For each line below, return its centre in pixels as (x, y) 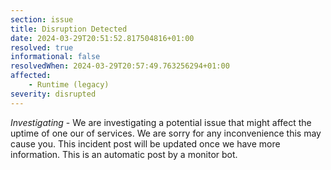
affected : (31, 76)
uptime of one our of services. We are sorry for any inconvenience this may (166, 133)
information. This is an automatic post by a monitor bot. (124, 154)
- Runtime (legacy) (69, 85)
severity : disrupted (53, 94)
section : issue (42, 19)
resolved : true (42, 47)
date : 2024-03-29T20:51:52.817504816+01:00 (102, 38)
